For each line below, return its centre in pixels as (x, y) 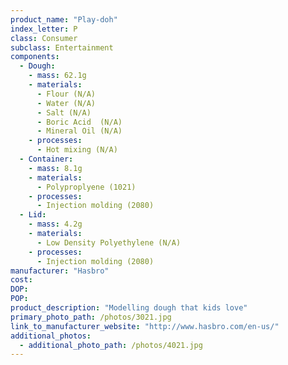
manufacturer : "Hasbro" (60, 271)
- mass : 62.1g (57, 76)
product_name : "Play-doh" (64, 19)
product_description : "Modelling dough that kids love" (129, 308)
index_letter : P (44, 29)
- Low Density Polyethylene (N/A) (109, 242)
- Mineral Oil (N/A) (79, 131)
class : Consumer (44, 38)
